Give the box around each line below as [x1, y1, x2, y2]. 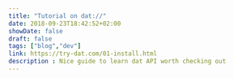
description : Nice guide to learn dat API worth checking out [8, 58, 227, 66]
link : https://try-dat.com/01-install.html [8, 50, 158, 58]
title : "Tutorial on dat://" [8, 11, 107, 20]
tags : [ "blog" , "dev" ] [8, 42, 82, 50]
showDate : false [8, 27, 63, 35]
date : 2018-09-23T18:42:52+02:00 [8, 19, 121, 28]
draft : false [8, 34, 53, 43]
